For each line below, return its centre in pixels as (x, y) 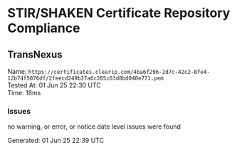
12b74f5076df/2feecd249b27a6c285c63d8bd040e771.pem (85, 78)
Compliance (44, 28)
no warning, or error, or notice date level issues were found (94, 127)
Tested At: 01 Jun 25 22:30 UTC (54, 85)
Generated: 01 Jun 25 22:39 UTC (56, 141)
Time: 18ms (24, 93)
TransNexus (35, 54)
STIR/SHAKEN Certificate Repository (119, 13)
